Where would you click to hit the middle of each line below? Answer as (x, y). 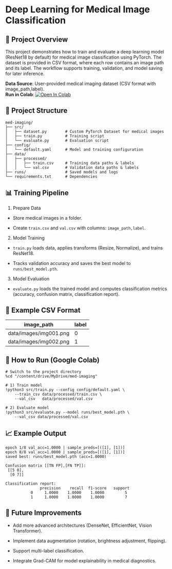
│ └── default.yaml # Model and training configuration (74, 149)
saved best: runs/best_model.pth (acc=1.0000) (56, 457)
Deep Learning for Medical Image (78, 10)
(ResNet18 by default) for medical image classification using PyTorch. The (83, 57)
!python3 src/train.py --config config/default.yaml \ (65, 390)
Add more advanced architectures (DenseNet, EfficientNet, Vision (82, 525)
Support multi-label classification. (49, 550)
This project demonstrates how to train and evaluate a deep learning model (85, 52)
